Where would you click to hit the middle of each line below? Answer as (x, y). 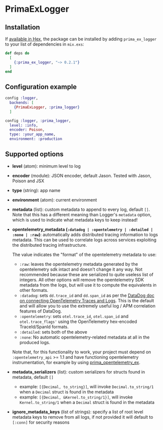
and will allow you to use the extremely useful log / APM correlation (87, 306)
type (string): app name (36, 190)
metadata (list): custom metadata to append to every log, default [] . (81, 209)
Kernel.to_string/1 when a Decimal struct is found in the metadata (87, 402)
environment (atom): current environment (54, 200)
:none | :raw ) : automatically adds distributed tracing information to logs (85, 234)
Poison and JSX (28, 181)
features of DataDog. (41, 311)
